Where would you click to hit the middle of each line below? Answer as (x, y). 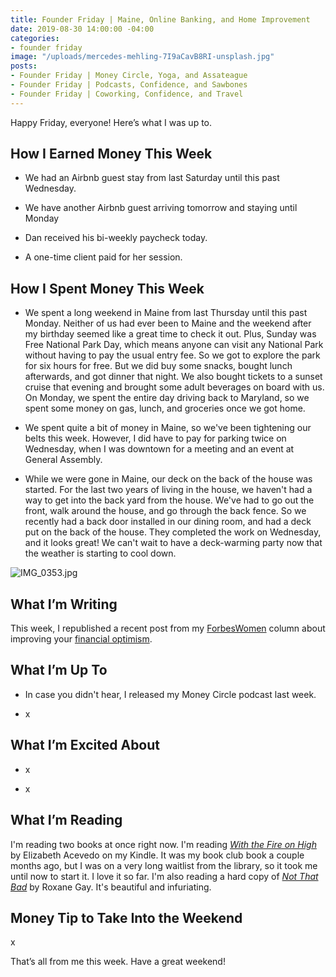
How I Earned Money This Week (111, 154)
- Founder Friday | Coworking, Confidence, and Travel (127, 94)
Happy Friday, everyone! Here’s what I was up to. (111, 122)
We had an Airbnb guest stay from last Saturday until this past (152, 178)
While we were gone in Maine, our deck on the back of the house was (168, 479)
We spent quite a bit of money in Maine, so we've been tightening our (168, 428)
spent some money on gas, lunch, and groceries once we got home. (165, 408)
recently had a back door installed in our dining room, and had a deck (168, 522)
